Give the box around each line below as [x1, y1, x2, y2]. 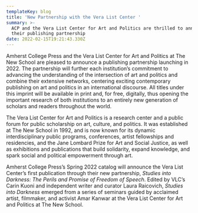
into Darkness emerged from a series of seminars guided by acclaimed [6, 189, 179, 195]
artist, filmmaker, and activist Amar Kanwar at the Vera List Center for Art [6, 195, 183, 202]
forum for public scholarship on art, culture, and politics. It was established [6, 121, 188, 127]
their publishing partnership [11, 31, 85, 37]
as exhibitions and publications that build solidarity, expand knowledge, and [6, 146, 190, 153]
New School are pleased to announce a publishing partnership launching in [6, 59, 189, 66]
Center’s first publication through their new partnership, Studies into [6, 170, 171, 176]
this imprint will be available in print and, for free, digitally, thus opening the [6, 90, 189, 97]
